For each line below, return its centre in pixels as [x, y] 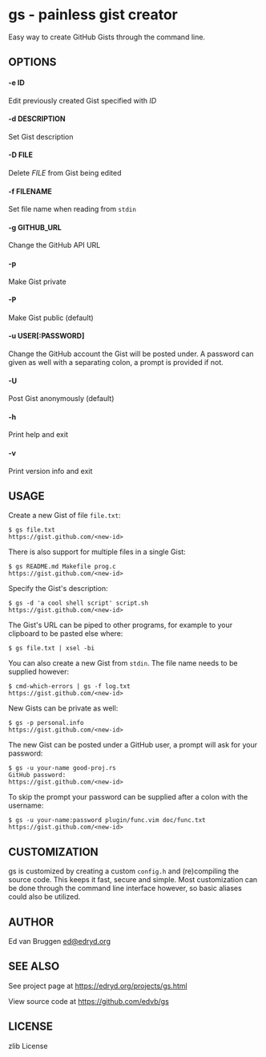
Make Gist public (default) [51, 318]
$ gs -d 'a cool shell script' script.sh [79, 603]
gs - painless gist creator [93, 15]
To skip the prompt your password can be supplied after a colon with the [128, 797]
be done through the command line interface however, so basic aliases [125, 889]
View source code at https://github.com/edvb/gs [89, 1001]
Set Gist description [41, 136]
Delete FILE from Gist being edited [65, 172]
